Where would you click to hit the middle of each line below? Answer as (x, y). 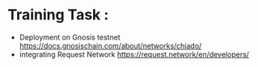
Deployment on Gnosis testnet (70, 37)
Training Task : (58, 15)
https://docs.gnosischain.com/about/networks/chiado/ (110, 45)
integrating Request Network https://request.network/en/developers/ (134, 54)
